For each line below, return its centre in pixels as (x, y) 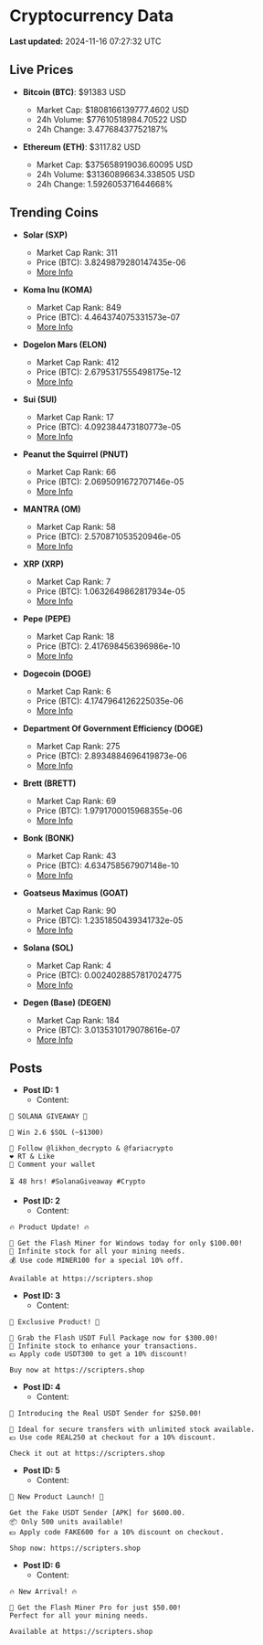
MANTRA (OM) (52, 509)
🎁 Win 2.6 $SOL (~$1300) (57, 1133)
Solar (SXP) (45, 235)
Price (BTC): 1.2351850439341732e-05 (110, 920)
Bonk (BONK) (48, 838)
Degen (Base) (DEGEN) (67, 1003)
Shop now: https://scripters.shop (75, 1549)
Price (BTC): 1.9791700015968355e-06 (109, 811)
